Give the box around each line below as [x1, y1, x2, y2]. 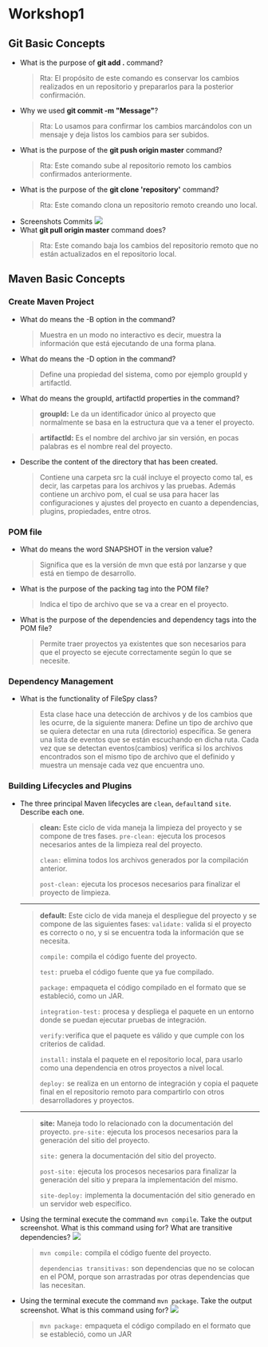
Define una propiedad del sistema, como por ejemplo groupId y [39, 369, 248, 379]
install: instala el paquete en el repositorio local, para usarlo [39, 1054, 243, 1064]
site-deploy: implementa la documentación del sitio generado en [39, 1190, 255, 1200]
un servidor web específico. [39, 1198, 132, 1208]
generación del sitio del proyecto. [39, 1135, 150, 1145]
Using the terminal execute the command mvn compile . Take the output [19, 1214, 253, 1224]
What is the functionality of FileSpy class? [19, 694, 158, 703]
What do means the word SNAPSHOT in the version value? [19, 544, 213, 554]
